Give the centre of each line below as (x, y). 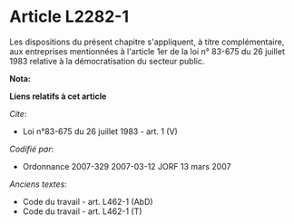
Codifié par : (32, 149)
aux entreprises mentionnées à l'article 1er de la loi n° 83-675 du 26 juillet (147, 51)
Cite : (18, 113)
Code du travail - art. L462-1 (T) (82, 211)
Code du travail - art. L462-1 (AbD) (88, 201)
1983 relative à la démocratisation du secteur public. (107, 61)
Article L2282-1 (69, 17)
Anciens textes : (39, 184)
